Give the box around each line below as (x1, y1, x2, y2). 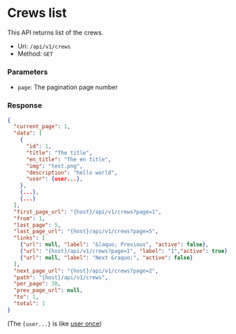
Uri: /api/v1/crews (17, 42, 72, 50)
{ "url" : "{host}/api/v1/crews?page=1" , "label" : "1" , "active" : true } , (20, 248, 231, 255)
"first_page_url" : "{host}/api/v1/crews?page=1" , (13, 208, 162, 216)
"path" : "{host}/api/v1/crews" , (13, 273, 109, 281)
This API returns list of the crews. (7, 28, 104, 37)
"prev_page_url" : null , (13, 287, 83, 294)
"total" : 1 (13, 300, 46, 307)
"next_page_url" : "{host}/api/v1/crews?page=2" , (13, 267, 159, 274)
